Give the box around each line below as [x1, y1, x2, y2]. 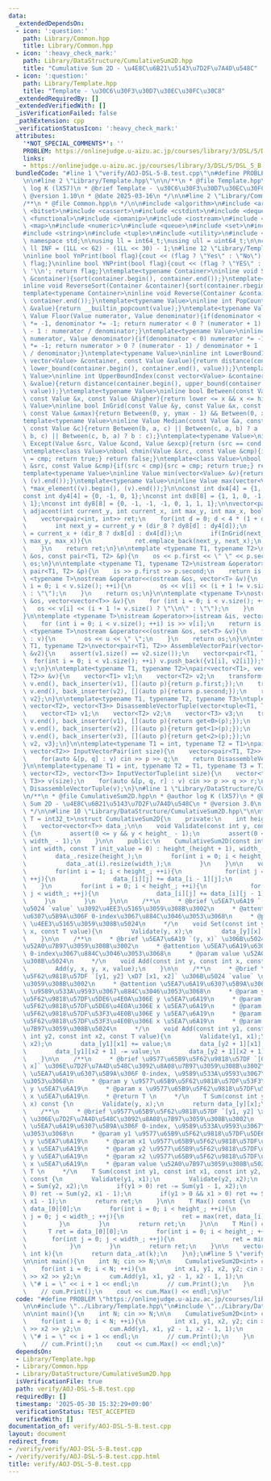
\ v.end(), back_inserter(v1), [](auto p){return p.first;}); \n [23, 680, 244, 688]
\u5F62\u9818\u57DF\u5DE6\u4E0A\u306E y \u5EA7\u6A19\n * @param [23, 994, 262, 1003]
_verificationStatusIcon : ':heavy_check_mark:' [15, 124, 179, 132]
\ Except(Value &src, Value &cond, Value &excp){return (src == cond [23, 439, 262, 448]
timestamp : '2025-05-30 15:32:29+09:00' [15, 1399, 153, 1408]
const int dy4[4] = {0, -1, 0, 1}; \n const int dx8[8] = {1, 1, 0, [23, 492, 251, 500]
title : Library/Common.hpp [23, 42, 114, 50]
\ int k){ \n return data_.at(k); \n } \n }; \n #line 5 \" [23, 1250, 244, 1258]
